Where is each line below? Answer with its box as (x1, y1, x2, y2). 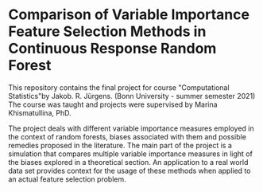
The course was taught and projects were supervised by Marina (8, 100, 218, 109)
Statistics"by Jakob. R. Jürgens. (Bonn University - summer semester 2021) (8, 91, 256, 100)
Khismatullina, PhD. (8, 108, 72, 117)
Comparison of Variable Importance (8, 6, 250, 24)
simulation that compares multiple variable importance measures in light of (8, 149, 253, 159)
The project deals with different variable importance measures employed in (8, 123, 254, 133)
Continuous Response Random (8, 40, 217, 57)
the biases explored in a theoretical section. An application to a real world (8, 157, 249, 167)
